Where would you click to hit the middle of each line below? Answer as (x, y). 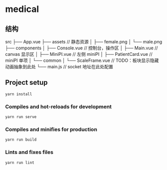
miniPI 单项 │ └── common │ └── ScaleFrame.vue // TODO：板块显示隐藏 (82, 60)
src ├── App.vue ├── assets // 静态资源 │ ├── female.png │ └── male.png (84, 42)
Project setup (27, 83)
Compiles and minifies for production (51, 130)
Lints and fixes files (29, 152)
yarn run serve (21, 117)
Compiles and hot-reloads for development (59, 107)
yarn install (19, 94)
